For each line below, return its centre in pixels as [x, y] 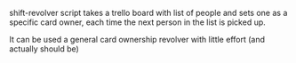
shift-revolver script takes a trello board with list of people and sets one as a [148, 13]
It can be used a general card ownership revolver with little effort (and [137, 39]
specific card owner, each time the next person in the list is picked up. [138, 22]
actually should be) [44, 49]
